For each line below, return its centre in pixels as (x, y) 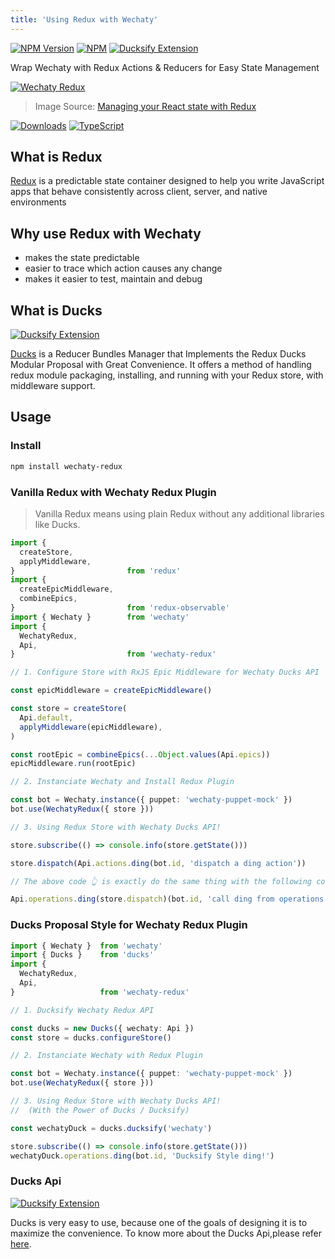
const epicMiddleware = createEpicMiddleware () (111, 691)
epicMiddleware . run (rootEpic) (73, 764)
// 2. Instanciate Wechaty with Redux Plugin (106, 1056)
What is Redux (56, 157)
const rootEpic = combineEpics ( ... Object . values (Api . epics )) (140, 754)
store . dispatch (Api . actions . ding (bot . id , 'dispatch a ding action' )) (158, 863)
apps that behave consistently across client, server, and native (139, 192)
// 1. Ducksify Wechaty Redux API (82, 1010)
